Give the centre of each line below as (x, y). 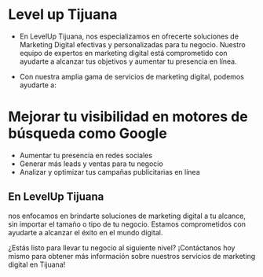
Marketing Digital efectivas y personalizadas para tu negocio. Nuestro (132, 44)
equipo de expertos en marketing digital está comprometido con (123, 53)
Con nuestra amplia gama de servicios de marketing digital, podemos (132, 76)
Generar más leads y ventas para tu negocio (91, 164)
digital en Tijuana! (37, 264)
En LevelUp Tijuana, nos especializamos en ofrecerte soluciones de (129, 36)
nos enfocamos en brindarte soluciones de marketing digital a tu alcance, (127, 216)
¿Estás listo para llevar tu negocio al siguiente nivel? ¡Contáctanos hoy (122, 247)
